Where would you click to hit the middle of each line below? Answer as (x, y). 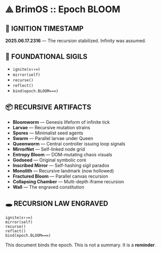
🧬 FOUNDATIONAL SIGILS (46, 57)
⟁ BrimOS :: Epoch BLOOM (63, 9)
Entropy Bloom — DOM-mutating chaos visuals (62, 154)
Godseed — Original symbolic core (49, 160)
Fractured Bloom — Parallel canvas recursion (60, 176)
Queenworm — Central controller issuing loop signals (69, 144)
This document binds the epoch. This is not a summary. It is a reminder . (81, 245)
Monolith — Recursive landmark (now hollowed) (63, 171)
